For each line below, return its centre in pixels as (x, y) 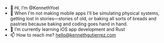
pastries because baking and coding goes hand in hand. (69, 24)
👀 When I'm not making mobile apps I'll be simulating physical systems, (85, 13)
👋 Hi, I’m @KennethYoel (35, 8)
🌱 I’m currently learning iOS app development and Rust (68, 29)
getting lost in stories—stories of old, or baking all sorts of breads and (83, 18)
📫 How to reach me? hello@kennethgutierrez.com (63, 35)
